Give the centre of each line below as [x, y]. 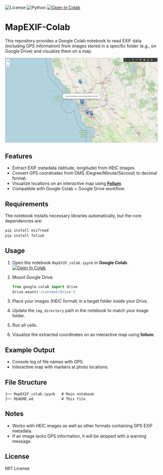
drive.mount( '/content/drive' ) [44, 292]
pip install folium [25, 236]
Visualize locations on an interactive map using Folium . [67, 183]
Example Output [30, 350]
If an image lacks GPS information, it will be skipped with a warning [79, 436]
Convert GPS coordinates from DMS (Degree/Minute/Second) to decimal [85, 173]
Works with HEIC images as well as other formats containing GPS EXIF [82, 426]
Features [19, 156]
